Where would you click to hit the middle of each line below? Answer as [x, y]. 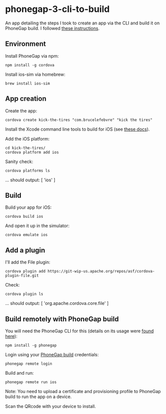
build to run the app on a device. [38, 397]
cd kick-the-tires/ [25, 148]
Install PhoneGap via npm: [32, 56]
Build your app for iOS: [28, 207]
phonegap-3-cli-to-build [57, 9]
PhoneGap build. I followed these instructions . [52, 28]
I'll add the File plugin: [28, 262]
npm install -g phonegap [31, 345]
